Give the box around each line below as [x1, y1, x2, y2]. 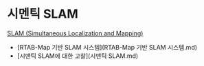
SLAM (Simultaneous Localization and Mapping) [7, 29, 144, 37]
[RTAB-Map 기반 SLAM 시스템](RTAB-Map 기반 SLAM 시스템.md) [16, 43, 198, 51]
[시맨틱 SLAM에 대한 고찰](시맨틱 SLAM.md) [16, 52, 139, 60]
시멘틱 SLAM [7, 6, 79, 22]
